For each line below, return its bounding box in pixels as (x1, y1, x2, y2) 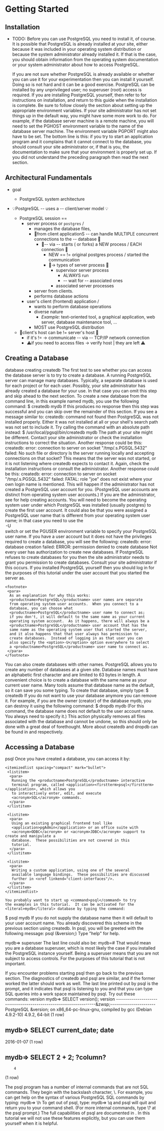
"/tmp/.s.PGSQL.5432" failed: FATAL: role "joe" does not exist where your (5, 476, 153, 482)
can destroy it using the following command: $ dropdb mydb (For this (5, 703, 144, 709)
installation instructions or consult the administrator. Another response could (5, 466, 159, 471)
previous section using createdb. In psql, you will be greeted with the (5, 925, 144, 931)
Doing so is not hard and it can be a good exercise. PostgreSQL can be (12, 82, 155, 87)
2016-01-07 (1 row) (5, 1039, 43, 1045)
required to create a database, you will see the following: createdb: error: (5, 538, 152, 544)
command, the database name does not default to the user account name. (5, 708, 155, 714)
